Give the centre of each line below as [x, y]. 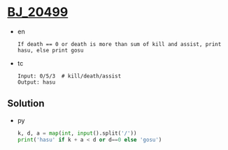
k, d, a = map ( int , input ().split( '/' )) [77, 133]
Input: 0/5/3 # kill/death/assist [69, 76]
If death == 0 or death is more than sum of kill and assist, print [119, 44]
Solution [26, 104]
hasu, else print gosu [50, 50]
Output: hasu [36, 82]
